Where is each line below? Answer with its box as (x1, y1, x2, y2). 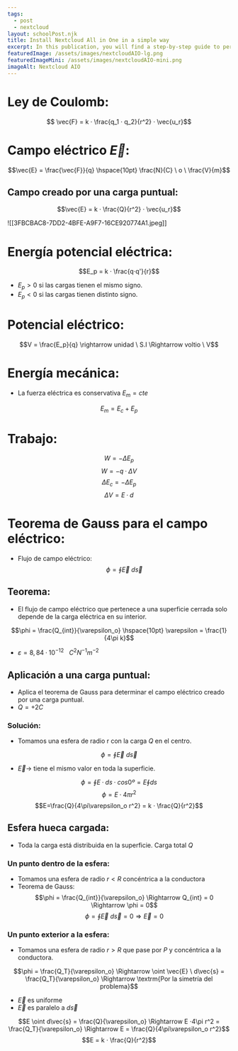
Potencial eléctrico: (7, 317, 125, 333)
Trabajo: (7, 430, 58, 447)
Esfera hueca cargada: (7, 822, 110, 834)
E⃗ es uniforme (17, 996, 62, 1005)
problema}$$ (99, 982, 139, 991)
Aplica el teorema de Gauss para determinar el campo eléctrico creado (17, 688, 225, 697)
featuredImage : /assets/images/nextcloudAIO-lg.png (7, 50, 163, 58)
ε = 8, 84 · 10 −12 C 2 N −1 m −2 (17, 647, 99, 657)
